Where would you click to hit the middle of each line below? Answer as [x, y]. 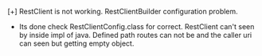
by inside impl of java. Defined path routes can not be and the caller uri [135, 35]
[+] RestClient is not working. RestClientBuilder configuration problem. [123, 11]
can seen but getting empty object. [76, 43]
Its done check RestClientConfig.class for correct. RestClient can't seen [137, 26]
